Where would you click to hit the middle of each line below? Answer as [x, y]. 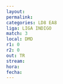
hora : [13, 67]
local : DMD [20, 39]
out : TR [16, 56]
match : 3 [17, 34]
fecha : [14, 72]
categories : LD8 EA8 [32, 22]
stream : [16, 61]
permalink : [20, 17]
